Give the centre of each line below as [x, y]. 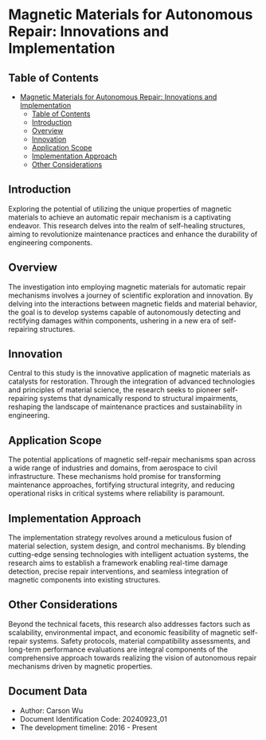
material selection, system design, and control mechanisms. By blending [127, 546]
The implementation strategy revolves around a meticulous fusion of [120, 538]
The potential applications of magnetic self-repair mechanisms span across [132, 460]
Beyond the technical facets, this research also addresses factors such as [129, 624]
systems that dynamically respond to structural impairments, [139, 399]
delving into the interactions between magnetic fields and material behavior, [133, 303]
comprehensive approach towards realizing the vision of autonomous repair [133, 657]
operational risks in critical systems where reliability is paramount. [117, 493]
